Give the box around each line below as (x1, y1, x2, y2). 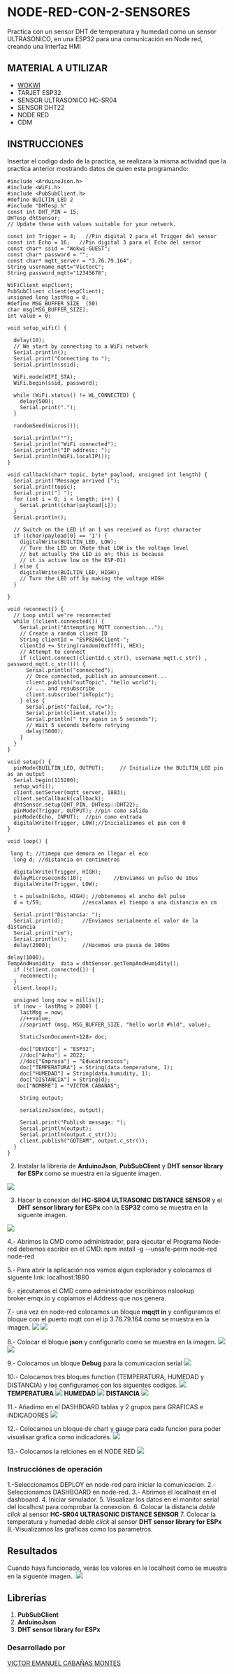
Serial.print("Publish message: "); (20, 1119, 127, 1126)
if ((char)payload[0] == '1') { (13, 532, 108, 539)
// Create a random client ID (20, 630, 108, 637)
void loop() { (7, 837, 49, 845)
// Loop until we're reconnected (13, 612, 111, 619)
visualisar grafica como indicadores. (7, 1432, 112, 1441)
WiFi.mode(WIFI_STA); (13, 373, 77, 381)
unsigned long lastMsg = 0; (7, 294, 89, 301)
